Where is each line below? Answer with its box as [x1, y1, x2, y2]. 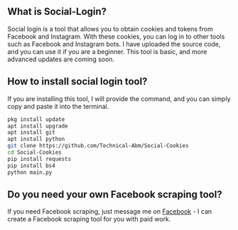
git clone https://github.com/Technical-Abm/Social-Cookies [7, 142, 190, 150]
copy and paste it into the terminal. [7, 102, 109, 110]
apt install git [7, 129, 55, 136]
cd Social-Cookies [7, 149, 62, 156]
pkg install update [7, 115, 65, 123]
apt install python [7, 135, 65, 143]
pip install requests [7, 155, 72, 162]
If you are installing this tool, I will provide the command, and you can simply [7, 94, 231, 103]
